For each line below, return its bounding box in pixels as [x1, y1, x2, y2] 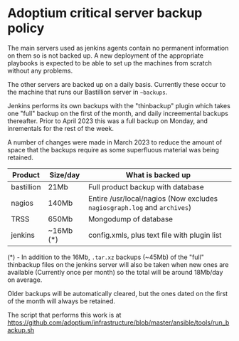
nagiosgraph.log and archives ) [88, 202, 192, 212]
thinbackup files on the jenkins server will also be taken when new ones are [7, 260, 229, 268]
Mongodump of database [88, 214, 173, 224]
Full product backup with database [88, 182, 204, 192]
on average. [7, 276, 43, 284]
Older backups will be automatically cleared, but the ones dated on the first [7, 289, 228, 298]
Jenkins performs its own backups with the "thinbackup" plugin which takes [7, 101, 231, 110]
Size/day [49, 169, 80, 179]
